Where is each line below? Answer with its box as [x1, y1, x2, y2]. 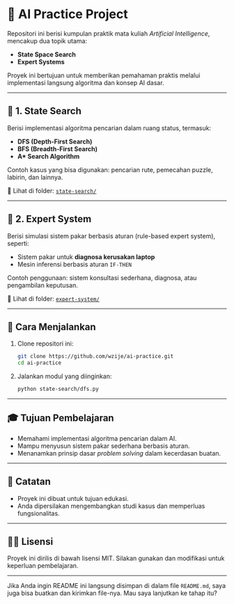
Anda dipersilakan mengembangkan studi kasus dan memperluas [17, 502, 205, 510]
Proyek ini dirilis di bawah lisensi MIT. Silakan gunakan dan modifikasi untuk [7, 554, 225, 563]
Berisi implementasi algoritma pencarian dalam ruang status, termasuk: [7, 123, 211, 132]
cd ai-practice [17, 359, 62, 366]
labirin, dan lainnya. [7, 173, 63, 181]
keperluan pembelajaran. [7, 562, 79, 570]
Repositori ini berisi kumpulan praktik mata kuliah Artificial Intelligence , [7, 29, 210, 38]
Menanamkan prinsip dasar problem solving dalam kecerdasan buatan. [17, 449, 221, 457]
